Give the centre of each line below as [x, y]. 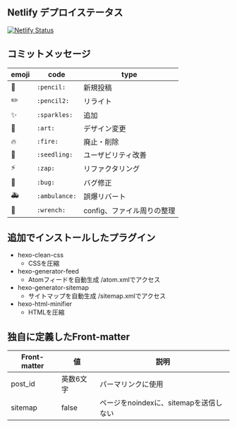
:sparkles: [55, 115]
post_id [23, 384]
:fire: [47, 141]
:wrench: [51, 210]
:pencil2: [53, 101]
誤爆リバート [105, 197]
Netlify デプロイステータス [65, 13]
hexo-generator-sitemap [53, 288]
